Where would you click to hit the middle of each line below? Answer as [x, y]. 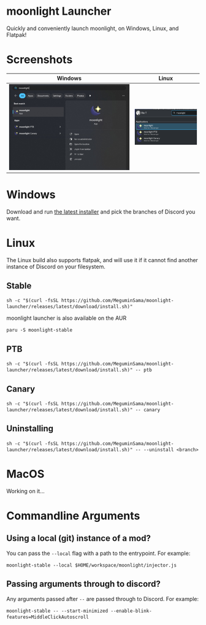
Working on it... [25, 491]
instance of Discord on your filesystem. [56, 266]
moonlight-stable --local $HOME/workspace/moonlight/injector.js [91, 565]
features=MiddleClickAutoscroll [48, 617]
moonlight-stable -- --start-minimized [57, 611]
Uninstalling [30, 429]
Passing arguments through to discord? [84, 584]
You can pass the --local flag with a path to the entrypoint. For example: [98, 553]
